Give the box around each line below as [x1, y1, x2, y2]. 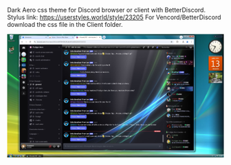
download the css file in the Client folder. [7, 21, 123, 28]
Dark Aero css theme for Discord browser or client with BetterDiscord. [7, 6, 206, 14]
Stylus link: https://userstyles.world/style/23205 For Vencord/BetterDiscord [7, 13, 221, 21]
